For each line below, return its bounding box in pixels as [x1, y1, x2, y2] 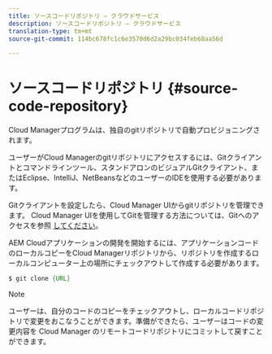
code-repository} [8, 97, 128, 116]
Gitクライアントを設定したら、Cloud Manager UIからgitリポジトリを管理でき [8, 200, 265, 210]
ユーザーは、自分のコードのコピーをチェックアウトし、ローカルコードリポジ [8, 306, 265, 316]
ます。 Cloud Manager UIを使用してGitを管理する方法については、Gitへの [8, 211, 253, 221]
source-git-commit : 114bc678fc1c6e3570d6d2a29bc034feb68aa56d [8, 34, 223, 43]
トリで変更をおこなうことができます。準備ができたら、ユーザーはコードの [8, 317, 257, 326]
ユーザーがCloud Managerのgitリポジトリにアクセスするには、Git [8, 152, 227, 163]
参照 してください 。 [36, 221, 103, 230]
